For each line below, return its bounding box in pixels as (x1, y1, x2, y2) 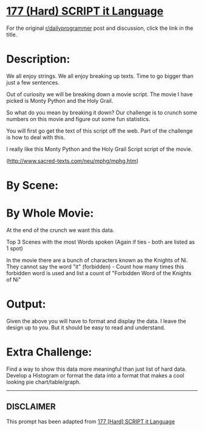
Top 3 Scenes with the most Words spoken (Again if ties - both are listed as (6, 239, 195, 245)
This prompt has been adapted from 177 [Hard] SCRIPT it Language (6, 418, 175, 425)
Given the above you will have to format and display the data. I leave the (6, 317, 186, 324)
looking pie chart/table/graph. (6, 378, 81, 385)
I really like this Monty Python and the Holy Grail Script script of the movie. (6, 145, 193, 153)
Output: (6, 297, 46, 311)
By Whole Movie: (6, 206, 94, 220)
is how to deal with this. (6, 133, 66, 141)
